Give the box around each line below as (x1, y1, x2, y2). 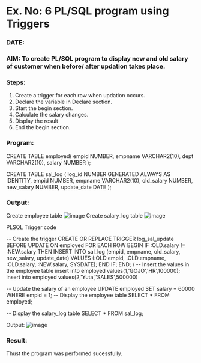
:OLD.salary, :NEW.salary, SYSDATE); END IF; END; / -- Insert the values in (6, 260, 190, 268)
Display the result (14, 117, 59, 124)
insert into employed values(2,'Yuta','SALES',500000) (6, 273, 138, 281)
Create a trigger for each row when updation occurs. (14, 92, 146, 99)
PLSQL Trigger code (6, 224, 57, 231)
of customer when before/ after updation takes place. (6, 62, 166, 70)
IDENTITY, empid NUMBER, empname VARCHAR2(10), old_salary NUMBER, (6, 177, 193, 184)
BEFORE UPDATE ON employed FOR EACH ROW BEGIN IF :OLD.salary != (6, 242, 186, 249)
